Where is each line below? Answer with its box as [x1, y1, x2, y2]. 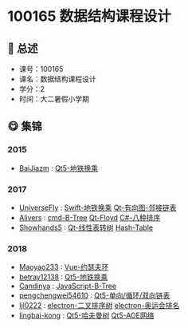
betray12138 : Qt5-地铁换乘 [18, 272, 108, 282]
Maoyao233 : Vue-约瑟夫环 [18, 263, 109, 272]
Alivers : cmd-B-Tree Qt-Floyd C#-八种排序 [18, 212, 161, 222]
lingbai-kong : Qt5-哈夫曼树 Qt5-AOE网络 [18, 310, 155, 320]
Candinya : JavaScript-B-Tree [18, 281, 117, 291]
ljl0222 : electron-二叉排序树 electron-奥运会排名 [18, 301, 180, 310]
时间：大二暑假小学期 [18, 94, 89, 104]
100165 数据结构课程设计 [7, 7, 172, 26]
